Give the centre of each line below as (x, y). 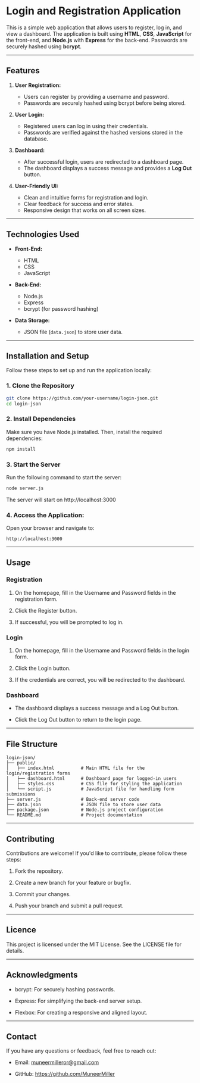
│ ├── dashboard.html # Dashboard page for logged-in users (92, 779)
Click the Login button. (43, 669)
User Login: (29, 114)
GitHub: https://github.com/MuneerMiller (65, 1074)
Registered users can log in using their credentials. (86, 126)
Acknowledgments (42, 975)
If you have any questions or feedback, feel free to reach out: (81, 1051)
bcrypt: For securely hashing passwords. (65, 989)
